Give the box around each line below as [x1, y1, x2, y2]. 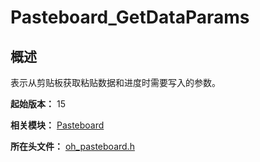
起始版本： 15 [10, 98, 66, 110]
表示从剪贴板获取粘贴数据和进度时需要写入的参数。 [10, 77, 221, 88]
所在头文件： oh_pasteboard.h [10, 141, 135, 152]
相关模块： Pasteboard [10, 119, 105, 131]
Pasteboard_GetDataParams [10, 6, 250, 29]
